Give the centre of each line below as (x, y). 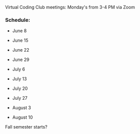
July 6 (19, 69)
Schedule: (18, 20)
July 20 (20, 88)
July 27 (20, 98)
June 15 (20, 40)
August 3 (22, 108)
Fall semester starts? (26, 127)
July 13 (20, 79)
